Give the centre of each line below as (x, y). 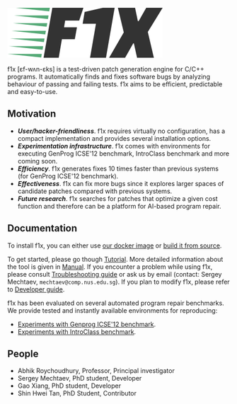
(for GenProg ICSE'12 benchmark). (68, 176)
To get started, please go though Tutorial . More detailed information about (115, 259)
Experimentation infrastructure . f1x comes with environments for (114, 146)
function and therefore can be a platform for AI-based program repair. (119, 206)
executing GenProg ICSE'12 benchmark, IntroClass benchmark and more (123, 154)
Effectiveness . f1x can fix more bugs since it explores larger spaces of (121, 183)
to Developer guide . (36, 289)
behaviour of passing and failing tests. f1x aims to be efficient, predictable (115, 84)
